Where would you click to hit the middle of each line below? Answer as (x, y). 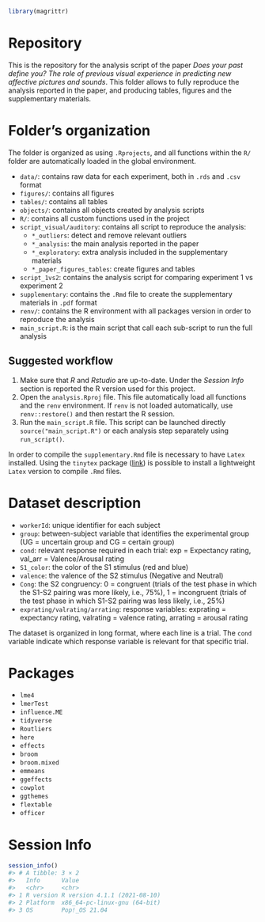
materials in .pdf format (58, 302)
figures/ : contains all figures (67, 193)
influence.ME (41, 712)
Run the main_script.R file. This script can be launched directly (123, 422)
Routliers (36, 729)
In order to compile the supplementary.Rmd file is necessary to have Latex (127, 454)
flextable (36, 805)
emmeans (32, 772)
